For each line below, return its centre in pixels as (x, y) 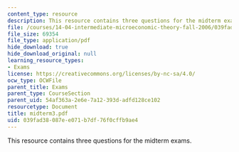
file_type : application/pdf (49, 41)
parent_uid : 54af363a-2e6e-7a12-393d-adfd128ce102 (84, 101)
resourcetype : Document (43, 107)
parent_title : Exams (38, 87)
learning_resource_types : (46, 61)
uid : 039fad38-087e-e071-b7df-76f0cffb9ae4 (73, 120)
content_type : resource (43, 14)
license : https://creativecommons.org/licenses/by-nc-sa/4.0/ (101, 74)
